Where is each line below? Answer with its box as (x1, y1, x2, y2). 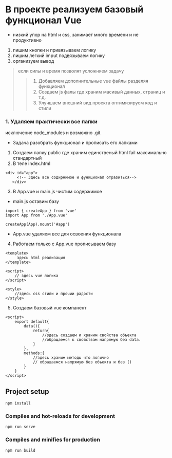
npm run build (5, 448, 36, 453)
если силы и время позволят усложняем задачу (17, 68, 124, 74)
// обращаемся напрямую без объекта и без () (32, 360, 132, 365)
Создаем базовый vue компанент (12, 305, 87, 311)
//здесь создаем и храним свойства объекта (42, 333, 137, 338)
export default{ (14, 319, 50, 324)
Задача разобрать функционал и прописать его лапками (12, 140, 138, 146)
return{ (32, 328, 50, 334)
